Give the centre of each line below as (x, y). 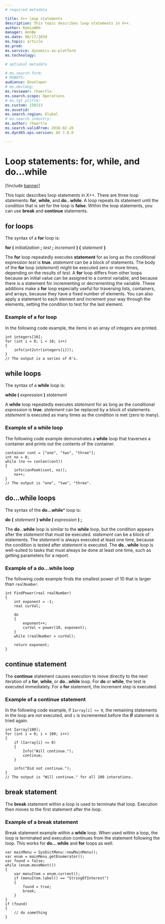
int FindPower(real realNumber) (38, 593)
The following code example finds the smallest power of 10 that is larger (78, 579)
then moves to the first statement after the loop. (54, 809)
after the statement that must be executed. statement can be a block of (77, 534)
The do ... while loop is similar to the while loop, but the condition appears (80, 529)
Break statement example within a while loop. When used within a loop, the (82, 833)
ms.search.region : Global (32, 114)
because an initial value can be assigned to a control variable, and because (81, 278)
